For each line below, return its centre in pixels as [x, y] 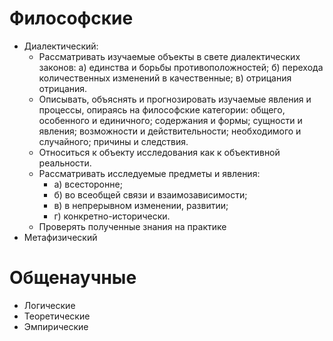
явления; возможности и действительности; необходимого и [170, 131]
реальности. [65, 163]
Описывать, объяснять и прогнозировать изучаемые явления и [175, 99]
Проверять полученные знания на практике [132, 226]
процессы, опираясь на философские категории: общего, [162, 109]
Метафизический [60, 237]
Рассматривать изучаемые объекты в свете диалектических [169, 56]
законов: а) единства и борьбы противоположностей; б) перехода [181, 67]
